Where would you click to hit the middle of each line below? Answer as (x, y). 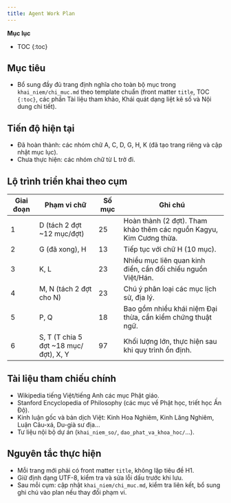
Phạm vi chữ (65, 205)
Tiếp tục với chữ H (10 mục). (170, 249)
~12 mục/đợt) (62, 234)
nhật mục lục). (37, 152)
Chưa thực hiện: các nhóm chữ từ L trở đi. (76, 160)
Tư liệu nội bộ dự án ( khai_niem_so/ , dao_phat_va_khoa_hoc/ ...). (106, 432)
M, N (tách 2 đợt (65, 289)
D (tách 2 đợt (60, 225)
